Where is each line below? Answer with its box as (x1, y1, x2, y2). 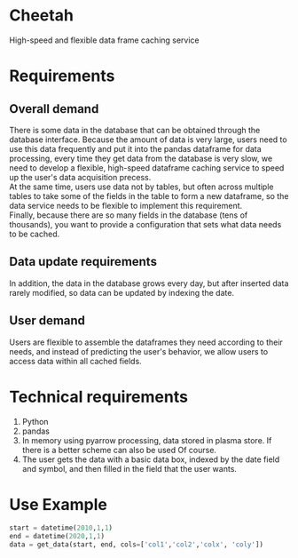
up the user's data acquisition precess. (9, 171, 152, 182)
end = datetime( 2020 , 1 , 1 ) (9, 532, 105, 541)
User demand (9, 313, 86, 329)
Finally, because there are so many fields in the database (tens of (9, 210, 248, 220)
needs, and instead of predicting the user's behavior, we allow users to (9, 346, 269, 356)
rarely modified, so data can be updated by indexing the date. (9, 287, 235, 298)
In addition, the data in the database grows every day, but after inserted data (9, 277, 289, 289)
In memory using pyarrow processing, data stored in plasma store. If (21, 434, 272, 445)
